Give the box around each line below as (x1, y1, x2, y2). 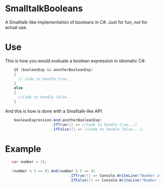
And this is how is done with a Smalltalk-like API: (5, 108, 103, 114)
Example (5, 143, 41, 155)
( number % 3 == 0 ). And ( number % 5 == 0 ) (11, 169, 96, 174)
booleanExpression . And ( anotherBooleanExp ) (14, 117, 102, 123)
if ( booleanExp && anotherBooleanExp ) (14, 67, 93, 72)
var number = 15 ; (11, 160, 48, 164)
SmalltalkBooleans (5, 3, 83, 14)
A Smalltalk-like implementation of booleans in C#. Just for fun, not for (5, 19, 148, 25)
